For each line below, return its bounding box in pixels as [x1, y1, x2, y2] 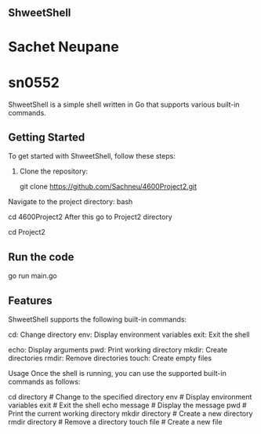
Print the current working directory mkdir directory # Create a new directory [8, 408, 253, 418]
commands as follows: [8, 377, 81, 386]
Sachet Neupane [8, 38, 119, 56]
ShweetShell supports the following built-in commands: [8, 314, 187, 324]
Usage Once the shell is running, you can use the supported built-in [8, 368, 227, 377]
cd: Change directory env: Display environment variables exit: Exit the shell [8, 330, 250, 339]
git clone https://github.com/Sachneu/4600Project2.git [19, 182, 198, 191]
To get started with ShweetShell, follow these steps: [8, 151, 176, 161]
